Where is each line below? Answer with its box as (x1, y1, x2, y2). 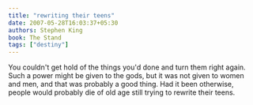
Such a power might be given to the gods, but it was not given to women (8, 71, 244, 81)
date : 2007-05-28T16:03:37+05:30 (8, 19, 119, 27)
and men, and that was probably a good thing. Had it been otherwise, (8, 80, 235, 89)
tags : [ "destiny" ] (8, 41, 69, 49)
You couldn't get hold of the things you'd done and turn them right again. (8, 62, 247, 72)
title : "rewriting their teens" (8, 11, 115, 20)
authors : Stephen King (8, 26, 83, 34)
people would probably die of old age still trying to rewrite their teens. (8, 88, 236, 97)
